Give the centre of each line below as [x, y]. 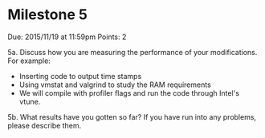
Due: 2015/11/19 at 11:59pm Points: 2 [67, 37]
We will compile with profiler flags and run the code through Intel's [129, 93]
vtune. [30, 101]
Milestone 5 [47, 15]
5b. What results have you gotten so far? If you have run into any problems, [132, 116]
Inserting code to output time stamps [80, 76]
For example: [29, 61]
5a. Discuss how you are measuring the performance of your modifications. [132, 52]
